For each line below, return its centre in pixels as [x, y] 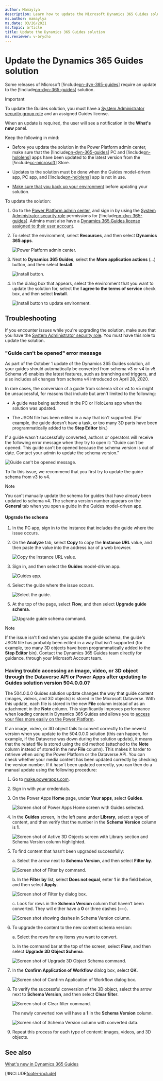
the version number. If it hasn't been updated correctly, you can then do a [79, 765]
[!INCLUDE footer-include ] [31, 1074]
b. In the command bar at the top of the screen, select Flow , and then [81, 946]
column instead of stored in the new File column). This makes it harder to [78, 749]
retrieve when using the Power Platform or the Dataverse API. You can [75, 755]
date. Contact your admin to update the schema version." [62, 453]
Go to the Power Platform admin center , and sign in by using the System [84, 210]
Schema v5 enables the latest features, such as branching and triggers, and [81, 374]
